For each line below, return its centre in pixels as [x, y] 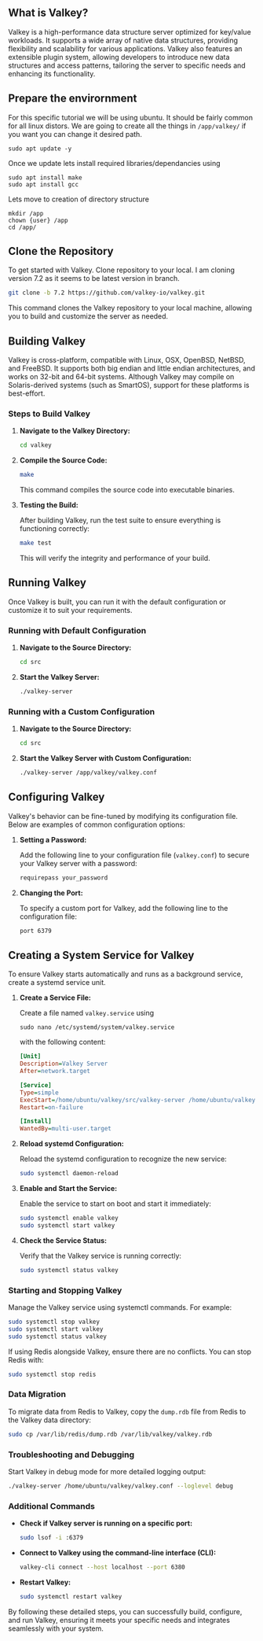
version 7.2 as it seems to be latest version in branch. [94, 278]
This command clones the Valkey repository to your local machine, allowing [130, 308]
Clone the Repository [61, 251]
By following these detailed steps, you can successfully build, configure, [125, 1611]
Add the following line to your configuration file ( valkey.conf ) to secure [134, 855]
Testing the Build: [49, 505]
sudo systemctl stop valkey [54, 1322]
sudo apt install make [45, 177]
